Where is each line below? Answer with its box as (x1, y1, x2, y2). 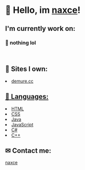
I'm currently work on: (5, 24, 76, 33)
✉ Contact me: (5, 146, 51, 155)
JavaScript (11, 121, 34, 127)
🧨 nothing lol (5, 39, 36, 46)
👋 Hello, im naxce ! (5, 4, 81, 16)
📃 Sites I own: (5, 65, 48, 74)
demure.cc (11, 78, 34, 84)
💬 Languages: (5, 92, 49, 101)
